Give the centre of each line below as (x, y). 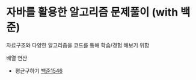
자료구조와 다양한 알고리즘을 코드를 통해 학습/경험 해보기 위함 (78, 45)
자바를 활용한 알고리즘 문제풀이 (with (92, 12)
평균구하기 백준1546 (39, 70)
